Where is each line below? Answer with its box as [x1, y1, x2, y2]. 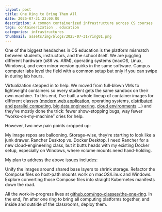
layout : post [5, 7, 32, 12]
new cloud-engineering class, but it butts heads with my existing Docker [5, 142, 149, 148]
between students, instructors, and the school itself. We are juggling [5, 52, 142, 58]
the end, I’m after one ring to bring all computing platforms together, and [5, 196, 149, 202]
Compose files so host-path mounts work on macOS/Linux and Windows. [5, 171, 152, 177]
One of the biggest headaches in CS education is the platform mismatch [5, 47, 149, 53]
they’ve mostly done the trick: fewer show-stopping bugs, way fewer [5, 108, 143, 114]
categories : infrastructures [5, 30, 64, 34]
